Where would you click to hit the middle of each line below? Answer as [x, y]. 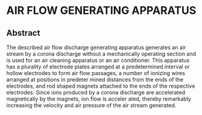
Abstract [23, 33]
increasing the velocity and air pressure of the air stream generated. [91, 105]
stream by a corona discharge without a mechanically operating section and [101, 54]
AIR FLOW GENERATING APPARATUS [101, 11]
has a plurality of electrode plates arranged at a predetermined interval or [98, 67]
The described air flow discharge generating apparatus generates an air [96, 47]
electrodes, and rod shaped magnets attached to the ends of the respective [101, 86]
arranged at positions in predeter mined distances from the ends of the [95, 80]
